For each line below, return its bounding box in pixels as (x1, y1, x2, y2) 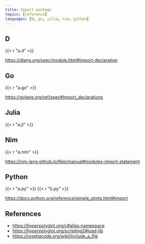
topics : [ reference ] (5, 12, 48, 17)
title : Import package (5, 7, 52, 12)
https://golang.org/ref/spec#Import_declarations (5, 94, 103, 100)
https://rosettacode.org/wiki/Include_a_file (12, 233, 98, 239)
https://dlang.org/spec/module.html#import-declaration (5, 57, 118, 63)
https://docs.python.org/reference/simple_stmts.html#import (5, 195, 128, 201)
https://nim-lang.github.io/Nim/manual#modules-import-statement (5, 158, 140, 164)
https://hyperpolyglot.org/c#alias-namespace (12, 223, 105, 229)
